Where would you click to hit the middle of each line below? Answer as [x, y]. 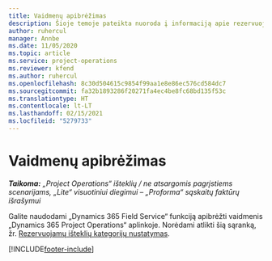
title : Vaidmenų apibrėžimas [57, 16]
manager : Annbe [34, 38]
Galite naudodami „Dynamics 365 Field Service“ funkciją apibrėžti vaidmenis [136, 216]
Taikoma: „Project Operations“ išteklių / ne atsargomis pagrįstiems [121, 183]
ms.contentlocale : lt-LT [50, 106]
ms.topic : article [39, 53]
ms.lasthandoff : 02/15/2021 [56, 114]
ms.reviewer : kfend [41, 69]
